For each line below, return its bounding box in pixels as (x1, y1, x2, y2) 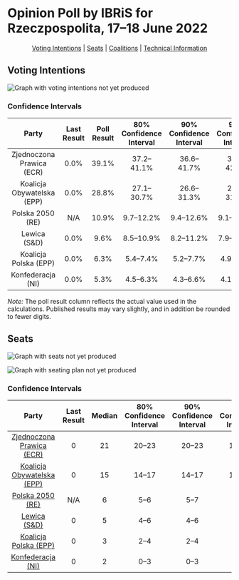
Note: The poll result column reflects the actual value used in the (7, 297, 197, 306)
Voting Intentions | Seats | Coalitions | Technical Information (31, 44, 208, 52)
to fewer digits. (7, 312, 51, 321)
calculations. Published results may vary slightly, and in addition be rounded (7, 305, 230, 313)
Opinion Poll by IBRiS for (7, 5, 154, 21)
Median (91, 411, 118, 421)
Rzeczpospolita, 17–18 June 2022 (7, 20, 208, 36)
